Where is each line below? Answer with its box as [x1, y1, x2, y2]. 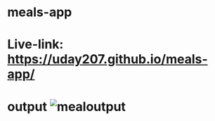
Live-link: [7, 37, 64, 53]
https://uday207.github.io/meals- [7, 51, 209, 68]
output [7, 98, 48, 115]
